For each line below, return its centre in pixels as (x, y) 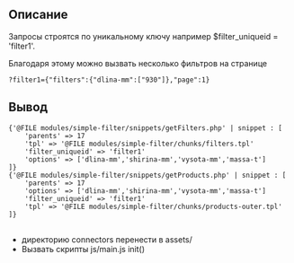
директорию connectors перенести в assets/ (107, 240)
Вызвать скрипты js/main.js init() (83, 250)
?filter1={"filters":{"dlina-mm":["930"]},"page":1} (109, 80)
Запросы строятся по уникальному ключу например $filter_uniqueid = (143, 36)
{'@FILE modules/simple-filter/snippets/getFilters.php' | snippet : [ (145, 128)
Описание (38, 15)
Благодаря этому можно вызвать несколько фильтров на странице (138, 63)
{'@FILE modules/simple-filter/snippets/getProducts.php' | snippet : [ (147, 175)
